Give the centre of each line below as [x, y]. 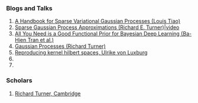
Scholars [19, 81]
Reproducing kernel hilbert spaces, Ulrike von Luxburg [81, 53]
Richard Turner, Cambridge [48, 94]
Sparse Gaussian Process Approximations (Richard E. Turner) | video [97, 27]
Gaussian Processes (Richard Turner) [60, 46]
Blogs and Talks [29, 8]
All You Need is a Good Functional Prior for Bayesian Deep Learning [97, 34]
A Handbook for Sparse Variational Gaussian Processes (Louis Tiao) [98, 21]
